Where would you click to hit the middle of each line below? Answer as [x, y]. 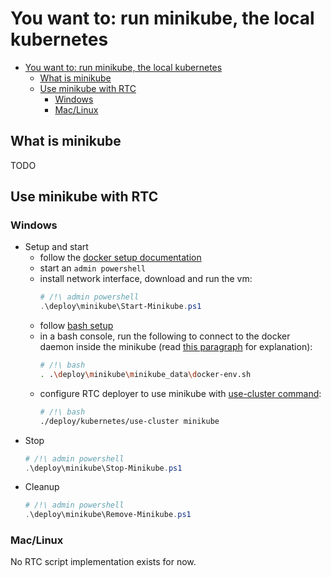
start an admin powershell [93, 268]
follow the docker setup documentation [120, 258]
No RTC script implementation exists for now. [103, 562]
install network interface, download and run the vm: [146, 279]
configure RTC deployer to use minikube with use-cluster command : [180, 393]
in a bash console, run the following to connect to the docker [165, 336]
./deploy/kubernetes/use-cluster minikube [129, 421]
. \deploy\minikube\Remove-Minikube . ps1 [108, 515]
